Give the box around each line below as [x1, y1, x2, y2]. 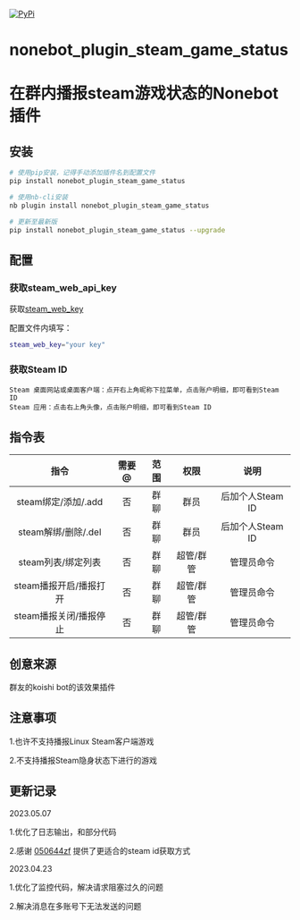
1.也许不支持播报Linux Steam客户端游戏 [9, 736, 154, 747]
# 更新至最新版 [9, 217, 58, 226]
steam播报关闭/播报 [13, 610, 97, 622]
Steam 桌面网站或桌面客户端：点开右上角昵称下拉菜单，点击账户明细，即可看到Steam [9, 385, 279, 395]
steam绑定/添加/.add [16, 496, 104, 509]
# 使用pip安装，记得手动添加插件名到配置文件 [9, 168, 156, 178]
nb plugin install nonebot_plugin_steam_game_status [9, 201, 210, 210]
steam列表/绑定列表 [18, 556, 102, 569]
